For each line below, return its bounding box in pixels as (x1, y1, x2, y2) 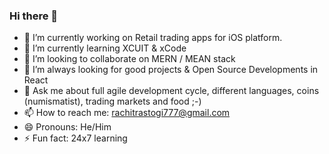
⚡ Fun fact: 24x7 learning (23, 132, 128, 144)
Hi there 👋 (9, 9, 59, 23)
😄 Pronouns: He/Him (23, 121, 112, 133)
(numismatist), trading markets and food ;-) (23, 95, 202, 108)
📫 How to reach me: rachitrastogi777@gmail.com (23, 107, 231, 119)
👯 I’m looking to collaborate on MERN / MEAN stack (23, 53, 236, 65)
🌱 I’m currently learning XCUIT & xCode (23, 42, 187, 54)
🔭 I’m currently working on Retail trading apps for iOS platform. (23, 32, 283, 44)
